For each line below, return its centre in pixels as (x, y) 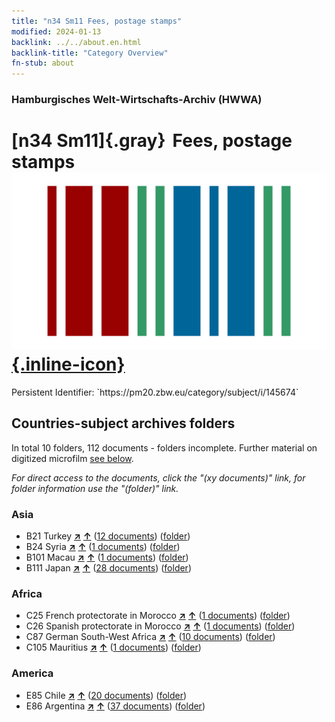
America (32, 673)
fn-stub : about (43, 63)
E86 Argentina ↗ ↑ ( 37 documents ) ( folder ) (115, 706)
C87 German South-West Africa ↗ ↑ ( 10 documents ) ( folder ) (150, 637)
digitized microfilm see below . (72, 458)
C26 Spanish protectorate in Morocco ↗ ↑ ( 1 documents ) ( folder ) (160, 626)
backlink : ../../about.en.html (76, 42)
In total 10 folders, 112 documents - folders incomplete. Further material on (164, 447)
